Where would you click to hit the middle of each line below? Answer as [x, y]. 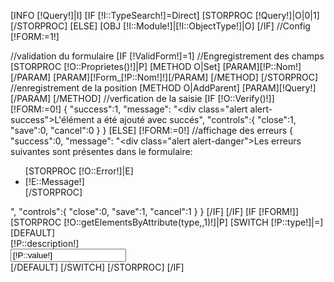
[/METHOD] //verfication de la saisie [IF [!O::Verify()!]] [164, 98]
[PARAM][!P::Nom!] [262, 66]
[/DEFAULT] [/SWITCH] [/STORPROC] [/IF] [97, 267]
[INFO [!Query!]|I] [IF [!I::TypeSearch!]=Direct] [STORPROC [131, 15]
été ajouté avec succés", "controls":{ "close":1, [200, 119]
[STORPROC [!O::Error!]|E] [79, 171]
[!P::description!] [45, 243]
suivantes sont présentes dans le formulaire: [101, 151]
